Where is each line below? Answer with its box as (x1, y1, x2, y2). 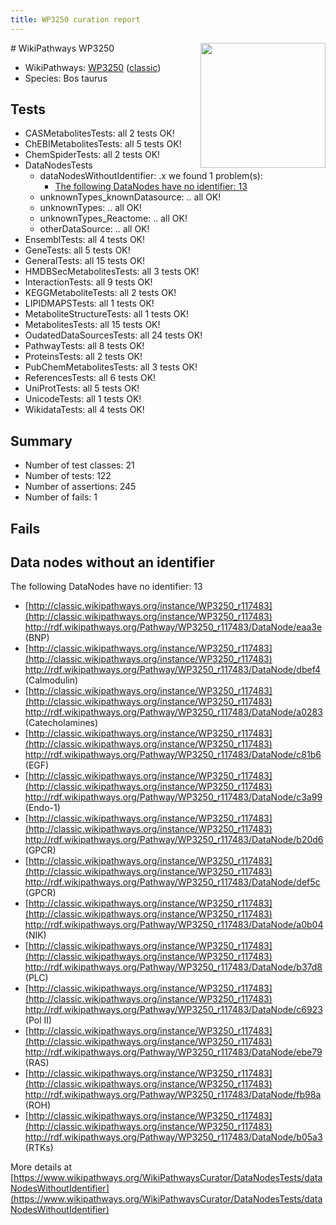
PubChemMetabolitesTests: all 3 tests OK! (24, 361, 198, 373)
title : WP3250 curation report (10, 14, 141, 25)
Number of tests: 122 (24, 470, 112, 482)
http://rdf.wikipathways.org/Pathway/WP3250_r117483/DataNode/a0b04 (24, 919, 324, 931)
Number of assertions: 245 (24, 481, 137, 493)
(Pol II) (24, 1014, 53, 1026)
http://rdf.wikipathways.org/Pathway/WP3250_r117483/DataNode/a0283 (24, 706, 323, 718)
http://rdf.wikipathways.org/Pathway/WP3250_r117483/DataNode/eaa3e (24, 621, 323, 633)
